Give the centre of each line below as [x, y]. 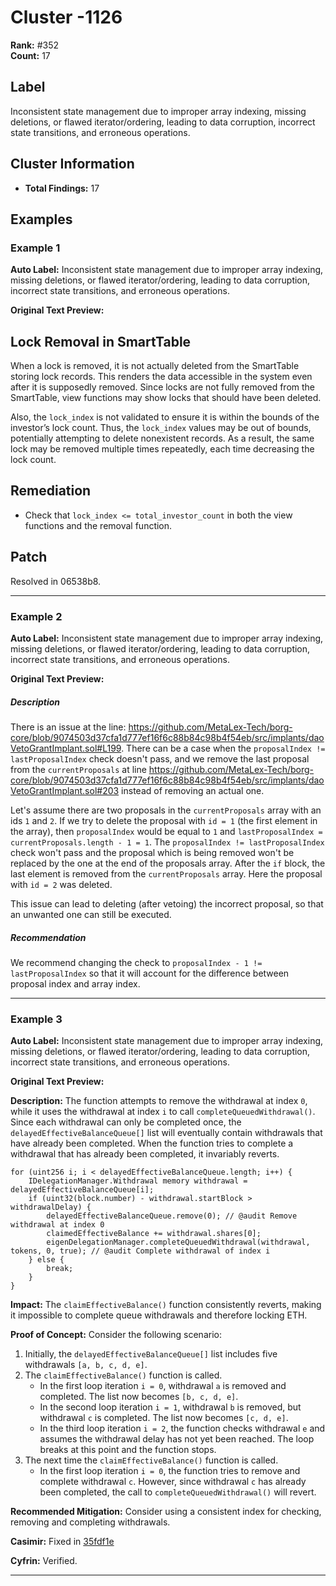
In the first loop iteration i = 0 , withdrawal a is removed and [163, 1386]
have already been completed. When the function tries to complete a [152, 1143]
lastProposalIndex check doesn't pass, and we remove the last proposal [160, 758]
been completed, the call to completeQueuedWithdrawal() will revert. [178, 1492]
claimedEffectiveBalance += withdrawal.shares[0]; [154, 1234]
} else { [46, 1260]
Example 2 [36, 616]
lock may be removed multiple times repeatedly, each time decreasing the [162, 449]
